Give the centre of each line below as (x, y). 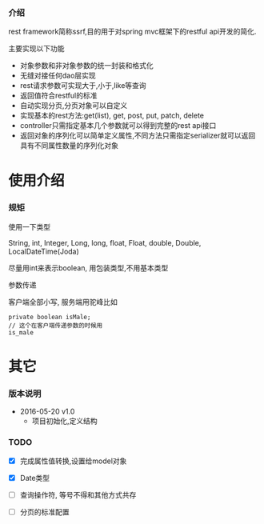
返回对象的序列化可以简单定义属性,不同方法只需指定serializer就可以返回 (138, 136)
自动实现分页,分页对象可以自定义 (74, 106)
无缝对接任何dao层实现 (58, 76)
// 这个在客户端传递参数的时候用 (55, 326)
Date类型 (35, 478)
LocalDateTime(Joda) (44, 251)
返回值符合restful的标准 (58, 96)
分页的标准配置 (44, 512)
